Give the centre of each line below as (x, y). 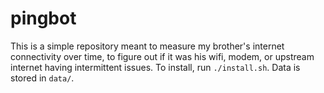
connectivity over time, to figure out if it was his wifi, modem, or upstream (162, 56)
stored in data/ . (42, 78)
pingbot (43, 18)
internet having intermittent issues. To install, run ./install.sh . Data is (155, 67)
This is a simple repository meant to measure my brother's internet (147, 46)
